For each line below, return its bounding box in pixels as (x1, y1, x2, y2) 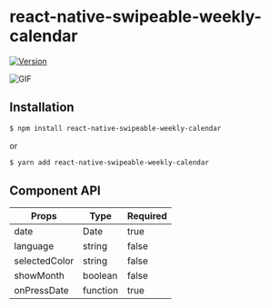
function (83, 284, 119, 297)
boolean (83, 270, 118, 283)
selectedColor (14, 254, 75, 267)
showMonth (14, 270, 65, 283)
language (14, 240, 55, 253)
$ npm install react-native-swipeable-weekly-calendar (9, 124, 222, 133)
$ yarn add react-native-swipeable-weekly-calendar (9, 157, 209, 167)
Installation (9, 100, 75, 115)
